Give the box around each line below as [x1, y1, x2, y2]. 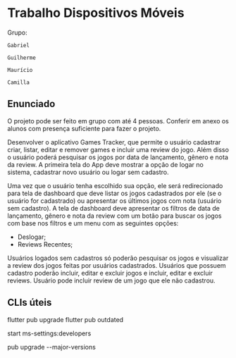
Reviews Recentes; [17, 240, 73, 248]
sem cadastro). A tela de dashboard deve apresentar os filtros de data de [7, 204, 221, 212]
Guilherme [7, 54, 37, 61]
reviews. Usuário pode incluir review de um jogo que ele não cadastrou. [7, 276, 216, 285]
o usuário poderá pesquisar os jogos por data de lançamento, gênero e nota [7, 153, 229, 161]
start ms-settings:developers [7, 329, 92, 338]
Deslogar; [17, 233, 46, 241]
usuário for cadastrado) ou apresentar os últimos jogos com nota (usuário [7, 196, 222, 205]
